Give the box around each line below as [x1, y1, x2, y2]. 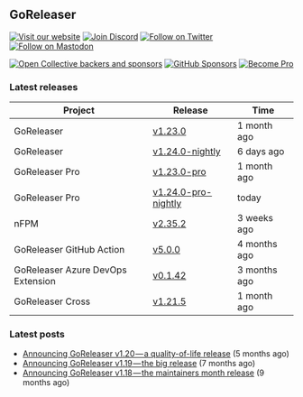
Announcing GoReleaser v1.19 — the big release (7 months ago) [22, 358, 256, 369]
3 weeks [237, 212, 273, 225]
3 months [237, 263, 278, 276]
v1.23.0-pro [152, 166, 207, 179]
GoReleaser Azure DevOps [14, 263, 128, 276]
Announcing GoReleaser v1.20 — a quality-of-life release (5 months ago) [22, 348, 290, 359]
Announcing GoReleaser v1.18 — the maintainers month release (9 [22, 367, 264, 378]
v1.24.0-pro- [152, 186, 213, 198]
